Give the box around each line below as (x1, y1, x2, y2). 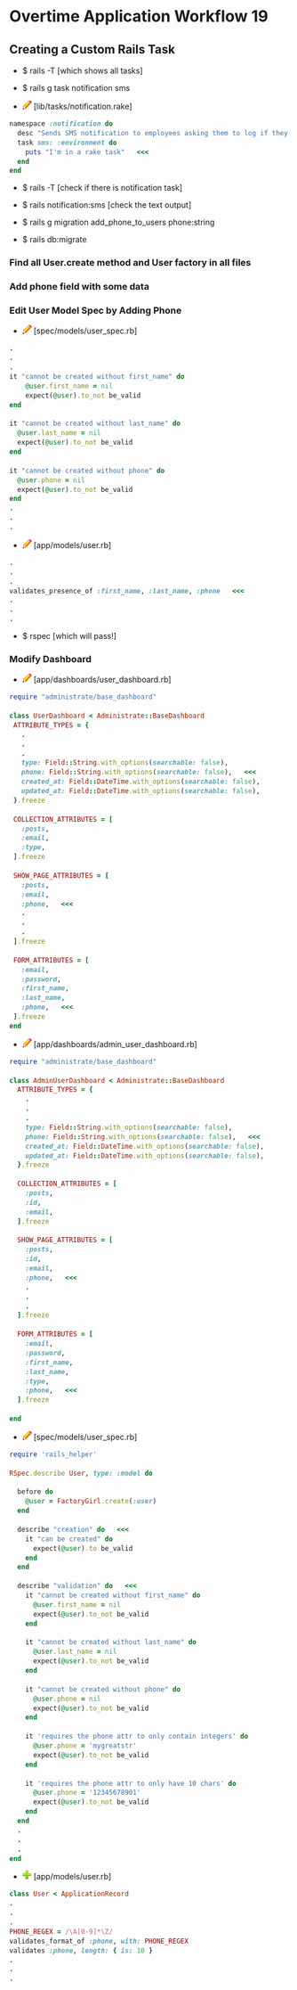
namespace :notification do (9, 119, 114, 128)
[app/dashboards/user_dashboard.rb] (33, 675, 172, 685)
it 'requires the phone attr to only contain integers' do (25, 1732, 249, 1741)
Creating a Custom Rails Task (9, 42, 175, 57)
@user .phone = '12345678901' (32, 1789, 141, 1798)
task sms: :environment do (17, 138, 117, 147)
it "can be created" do (25, 1535, 114, 1544)
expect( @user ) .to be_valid (32, 1544, 133, 1552)
